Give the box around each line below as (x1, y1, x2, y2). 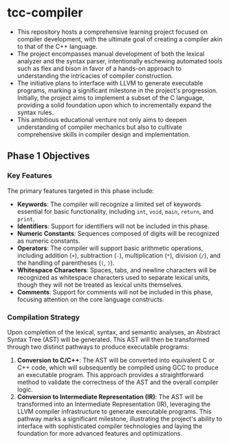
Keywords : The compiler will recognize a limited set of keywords (17, 200, 201, 208)
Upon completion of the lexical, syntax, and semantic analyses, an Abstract (7, 327, 221, 336)
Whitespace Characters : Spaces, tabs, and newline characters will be (17, 265, 217, 274)
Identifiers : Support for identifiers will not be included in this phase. (17, 222, 210, 230)
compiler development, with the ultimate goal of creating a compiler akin (17, 34, 223, 43)
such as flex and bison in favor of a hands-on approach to (17, 64, 182, 72)
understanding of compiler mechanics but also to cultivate (17, 123, 182, 131)
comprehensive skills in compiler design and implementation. (17, 130, 190, 139)
